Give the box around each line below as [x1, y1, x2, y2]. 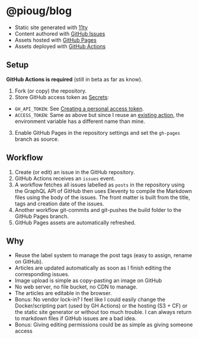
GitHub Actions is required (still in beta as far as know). [6, 75, 143, 83]
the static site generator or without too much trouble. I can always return [14, 309, 192, 316]
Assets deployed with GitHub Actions [14, 43, 106, 50]
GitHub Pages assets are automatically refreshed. [14, 218, 136, 226]
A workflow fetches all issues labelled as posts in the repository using [14, 181, 185, 188]
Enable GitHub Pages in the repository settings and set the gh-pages [14, 129, 181, 136]
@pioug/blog [6, 4, 72, 18]
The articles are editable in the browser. [14, 290, 112, 297]
